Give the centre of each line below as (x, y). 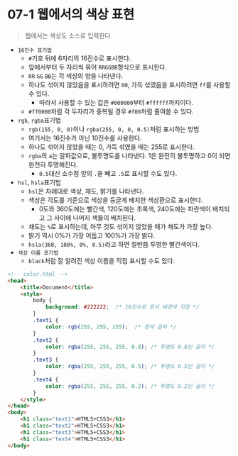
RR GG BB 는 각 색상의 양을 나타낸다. (75, 76)
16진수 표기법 (34, 50)
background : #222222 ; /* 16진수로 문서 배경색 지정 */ (122, 307)
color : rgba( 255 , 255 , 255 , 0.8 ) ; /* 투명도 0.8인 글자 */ (130, 347)
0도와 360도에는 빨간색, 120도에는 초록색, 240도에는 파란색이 (125, 208)
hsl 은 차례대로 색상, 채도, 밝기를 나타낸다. (86, 191)
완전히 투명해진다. (53, 165)
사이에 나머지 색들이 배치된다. (95, 218)
